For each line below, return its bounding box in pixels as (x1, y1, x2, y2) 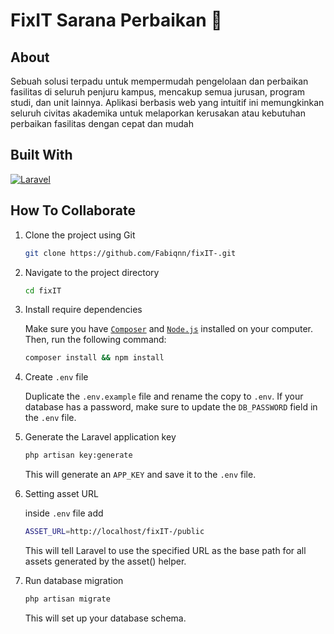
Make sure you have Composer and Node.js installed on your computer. (24, 323, 313, 335)
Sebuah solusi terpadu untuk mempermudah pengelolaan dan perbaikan (10, 75, 309, 87)
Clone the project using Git (24, 229, 136, 241)
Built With (10, 147, 73, 164)
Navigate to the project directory (24, 266, 160, 278)
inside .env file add (24, 507, 104, 519)
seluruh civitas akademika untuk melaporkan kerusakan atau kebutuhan (10, 107, 306, 119)
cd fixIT (24, 285, 62, 296)
